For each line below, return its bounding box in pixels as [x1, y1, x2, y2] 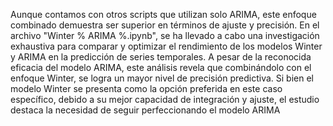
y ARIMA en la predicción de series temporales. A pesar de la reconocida [10, 51, 312, 63]
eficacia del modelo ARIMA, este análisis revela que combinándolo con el [10, 62, 312, 73]
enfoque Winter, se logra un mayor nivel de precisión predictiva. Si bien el [10, 72, 315, 84]
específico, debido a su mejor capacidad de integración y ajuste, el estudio [10, 94, 320, 105]
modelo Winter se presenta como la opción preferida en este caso [10, 83, 283, 94]
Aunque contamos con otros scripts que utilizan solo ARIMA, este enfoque [10, 9, 317, 20]
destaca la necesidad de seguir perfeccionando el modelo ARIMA [10, 104, 281, 116]
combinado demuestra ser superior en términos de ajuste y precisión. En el [10, 19, 320, 31]
